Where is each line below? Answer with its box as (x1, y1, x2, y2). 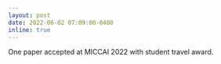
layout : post (8, 11, 51, 20)
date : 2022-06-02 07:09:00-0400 (8, 19, 114, 27)
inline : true (8, 26, 51, 34)
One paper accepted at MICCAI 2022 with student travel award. (8, 48, 214, 57)
